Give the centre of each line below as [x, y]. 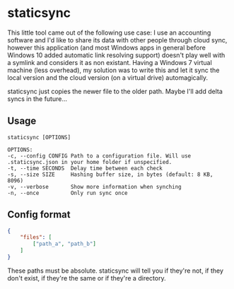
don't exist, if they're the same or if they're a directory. [87, 278]
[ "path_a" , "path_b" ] [65, 244]
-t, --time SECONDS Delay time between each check [85, 168]
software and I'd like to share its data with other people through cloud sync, [117, 40]
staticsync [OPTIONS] [39, 137]
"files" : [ [36, 237]
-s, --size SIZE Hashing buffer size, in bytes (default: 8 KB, [110, 175]
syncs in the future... [37, 99]
